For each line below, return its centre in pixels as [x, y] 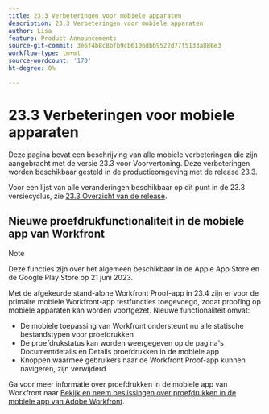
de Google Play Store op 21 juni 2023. [71, 277]
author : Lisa [30, 31]
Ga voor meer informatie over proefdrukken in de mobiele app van [118, 384]
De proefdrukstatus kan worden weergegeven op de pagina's [122, 342]
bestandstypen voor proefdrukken [77, 334]
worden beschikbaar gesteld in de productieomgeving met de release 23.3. [133, 172]
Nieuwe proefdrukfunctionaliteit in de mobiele [126, 221]
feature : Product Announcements [62, 38]
